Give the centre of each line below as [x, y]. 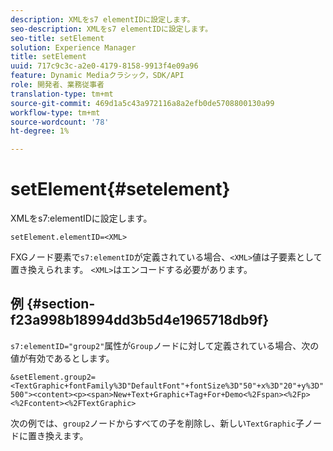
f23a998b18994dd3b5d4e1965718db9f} [140, 320]
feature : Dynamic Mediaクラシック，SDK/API [97, 76]
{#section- [61, 304]
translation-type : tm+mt [62, 94]
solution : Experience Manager [73, 47]
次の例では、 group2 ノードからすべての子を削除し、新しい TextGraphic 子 [157, 423]
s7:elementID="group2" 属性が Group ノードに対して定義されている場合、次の [165, 345]
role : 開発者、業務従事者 [57, 85]
